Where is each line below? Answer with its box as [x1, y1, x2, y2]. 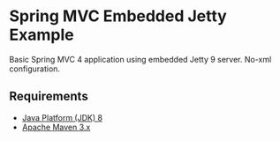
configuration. [9, 63, 60, 74]
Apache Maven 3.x [21, 122, 91, 132]
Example [9, 25, 74, 45]
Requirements [9, 89, 88, 104]
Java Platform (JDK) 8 [21, 112, 103, 122]
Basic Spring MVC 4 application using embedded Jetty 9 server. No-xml [9, 54, 272, 64]
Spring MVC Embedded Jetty [9, 6, 227, 26]
